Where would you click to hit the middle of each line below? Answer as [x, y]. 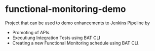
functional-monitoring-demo [66, 9]
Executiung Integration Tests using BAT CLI [56, 38]
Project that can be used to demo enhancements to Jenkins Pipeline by [77, 23]
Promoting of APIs [31, 32]
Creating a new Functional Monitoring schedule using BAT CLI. [76, 43]
